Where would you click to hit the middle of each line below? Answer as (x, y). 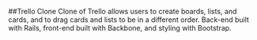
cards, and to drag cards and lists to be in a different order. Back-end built (128, 20)
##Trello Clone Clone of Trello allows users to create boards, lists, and (123, 11)
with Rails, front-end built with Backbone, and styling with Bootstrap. (120, 28)
